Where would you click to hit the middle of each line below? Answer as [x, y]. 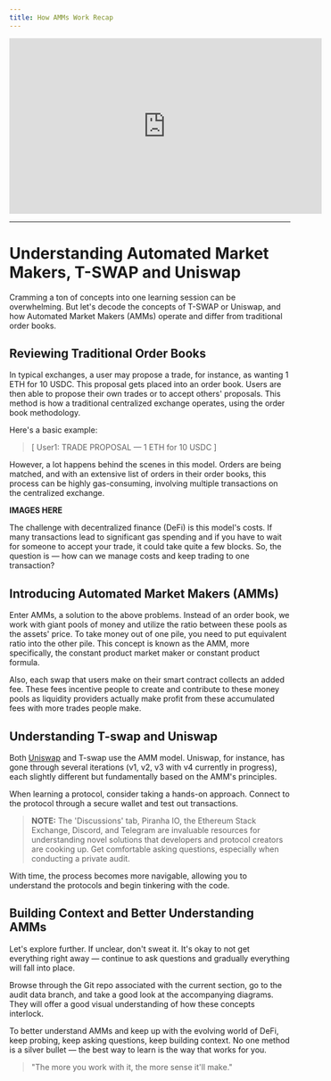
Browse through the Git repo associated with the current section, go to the [146, 985]
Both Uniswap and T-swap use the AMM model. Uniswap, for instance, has [147, 758]
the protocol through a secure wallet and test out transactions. [124, 803]
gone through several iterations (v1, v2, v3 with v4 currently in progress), [143, 767]
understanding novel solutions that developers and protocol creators [157, 840]
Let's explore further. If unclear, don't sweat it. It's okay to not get [129, 949]
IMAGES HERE [36, 510]
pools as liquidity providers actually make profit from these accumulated [142, 699]
